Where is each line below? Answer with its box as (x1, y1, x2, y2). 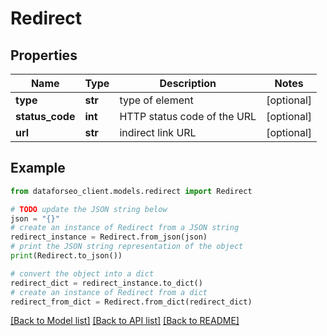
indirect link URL (119, 126, 197, 139)
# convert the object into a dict (10, 268, 155, 279)
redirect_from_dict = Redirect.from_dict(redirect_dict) (10, 297, 253, 307)
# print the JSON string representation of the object (10, 242, 244, 252)
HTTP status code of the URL (119, 110, 257, 123)
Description (159, 77, 217, 90)
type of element (119, 93, 194, 107)
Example (10, 160, 66, 177)
